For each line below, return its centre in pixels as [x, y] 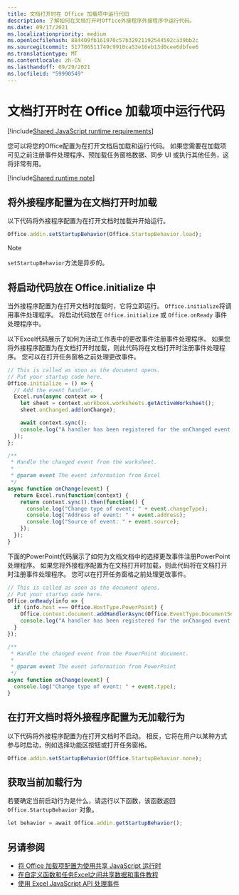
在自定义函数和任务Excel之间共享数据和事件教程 [88, 875]
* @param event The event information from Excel [85, 476]
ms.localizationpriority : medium [57, 34]
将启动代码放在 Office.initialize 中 [82, 287]
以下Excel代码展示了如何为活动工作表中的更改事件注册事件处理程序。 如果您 [119, 339]
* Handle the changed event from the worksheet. [84, 462]
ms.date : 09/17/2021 [38, 27]
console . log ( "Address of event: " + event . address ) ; [106, 515]
